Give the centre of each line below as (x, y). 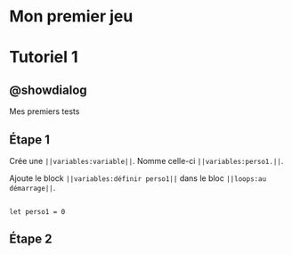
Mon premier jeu (71, 16)
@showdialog (48, 90)
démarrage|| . (32, 188)
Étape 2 (31, 239)
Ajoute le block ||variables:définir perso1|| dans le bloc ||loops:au (138, 178)
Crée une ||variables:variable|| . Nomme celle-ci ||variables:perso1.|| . (146, 161)
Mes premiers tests (45, 111)
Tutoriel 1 (44, 58)
